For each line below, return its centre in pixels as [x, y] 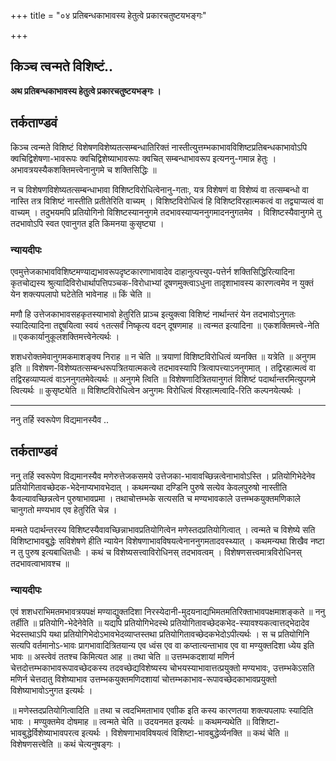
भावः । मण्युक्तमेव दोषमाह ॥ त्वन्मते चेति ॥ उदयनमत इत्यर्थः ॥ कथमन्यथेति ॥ [130, 722]
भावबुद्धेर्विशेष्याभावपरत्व [45, 733]
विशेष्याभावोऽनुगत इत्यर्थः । [51, 691]
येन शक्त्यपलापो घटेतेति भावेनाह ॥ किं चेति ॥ [80, 294]
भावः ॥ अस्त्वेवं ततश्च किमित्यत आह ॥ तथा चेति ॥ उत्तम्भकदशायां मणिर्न [122, 657]
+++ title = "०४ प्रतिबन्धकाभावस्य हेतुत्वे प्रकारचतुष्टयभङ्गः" [108, 15]
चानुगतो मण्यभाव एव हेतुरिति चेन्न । [64, 509]
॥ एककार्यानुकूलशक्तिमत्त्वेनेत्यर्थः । [65, 336]
